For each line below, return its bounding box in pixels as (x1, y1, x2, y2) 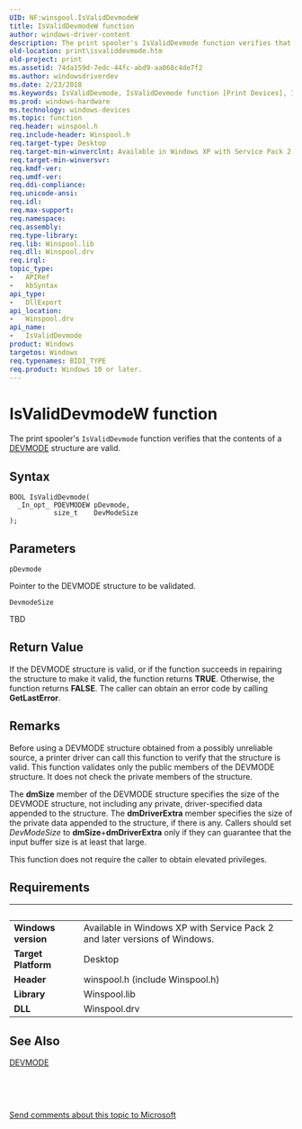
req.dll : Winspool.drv (9, 248, 94, 257)
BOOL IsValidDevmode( (9, 492, 91, 502)
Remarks (9, 718, 61, 734)
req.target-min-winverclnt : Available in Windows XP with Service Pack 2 (9, 147, 292, 156)
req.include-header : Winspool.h (9, 131, 130, 140)
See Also (9, 1033, 60, 1049)
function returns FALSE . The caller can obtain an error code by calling (9, 682, 268, 693)
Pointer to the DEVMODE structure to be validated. (9, 580, 196, 591)
